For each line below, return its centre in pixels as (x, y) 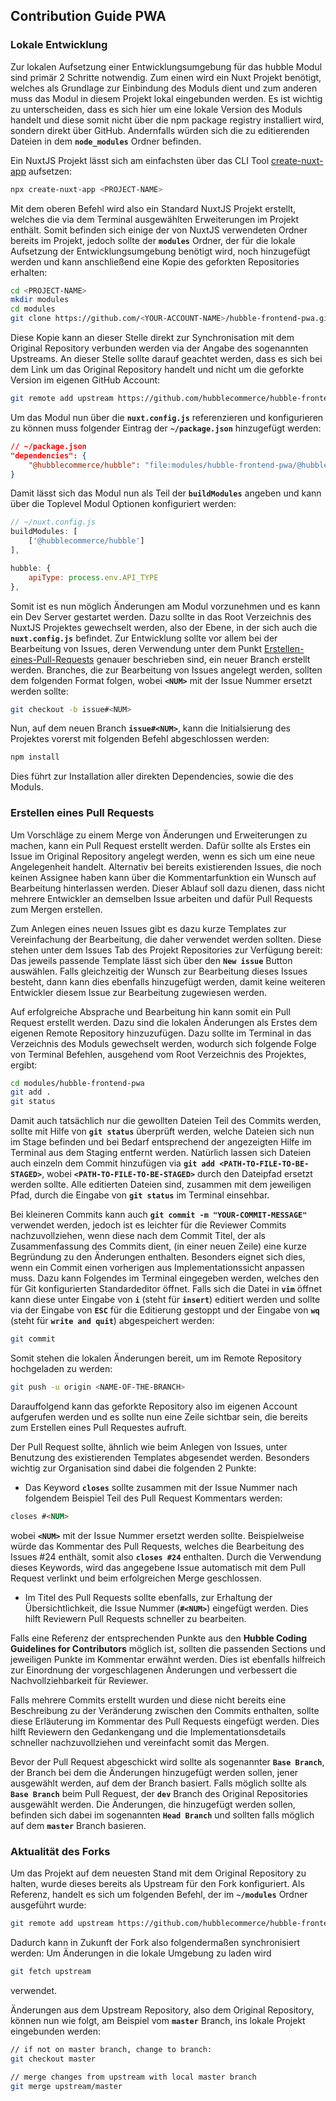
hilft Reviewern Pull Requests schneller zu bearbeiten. (135, 1618)
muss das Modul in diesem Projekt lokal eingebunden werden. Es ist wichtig (166, 98)
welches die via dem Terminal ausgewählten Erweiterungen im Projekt (155, 219)
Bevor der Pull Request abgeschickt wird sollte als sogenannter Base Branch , (167, 1761)
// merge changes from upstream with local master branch (133, 2077)
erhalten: (29, 272)
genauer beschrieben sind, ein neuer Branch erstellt (203, 659)
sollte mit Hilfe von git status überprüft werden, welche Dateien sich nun (162, 1131)
